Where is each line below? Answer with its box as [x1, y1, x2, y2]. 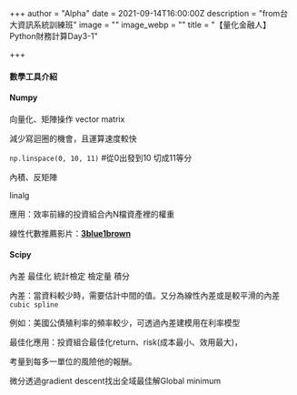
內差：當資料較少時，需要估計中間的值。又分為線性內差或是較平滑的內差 [9, 290, 280, 300]
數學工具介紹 [9, 71, 57, 82]
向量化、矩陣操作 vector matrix [9, 113, 125, 125]
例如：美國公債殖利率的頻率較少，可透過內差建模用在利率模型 [9, 318, 241, 328]
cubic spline [9, 300, 59, 309]
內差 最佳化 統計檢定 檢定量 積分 [9, 271, 130, 281]
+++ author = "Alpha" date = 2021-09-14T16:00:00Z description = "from [9, 8, 281, 18]
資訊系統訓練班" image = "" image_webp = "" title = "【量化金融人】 [16, 19, 271, 30]
